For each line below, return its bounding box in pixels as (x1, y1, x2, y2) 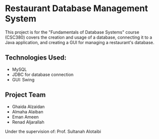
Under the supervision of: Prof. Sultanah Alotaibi (5, 128, 101, 134)
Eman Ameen (12, 114, 39, 120)
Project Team (5, 91, 46, 99)
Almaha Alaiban (12, 108, 43, 114)
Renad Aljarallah (12, 119, 44, 125)
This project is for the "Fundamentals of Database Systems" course (5, 29, 139, 35)
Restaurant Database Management (5, 3, 148, 14)
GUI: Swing (12, 77, 35, 82)
